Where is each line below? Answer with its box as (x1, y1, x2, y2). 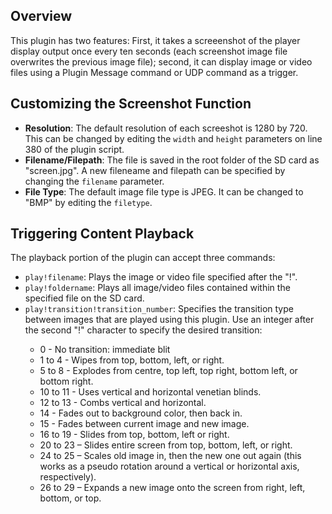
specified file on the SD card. (24, 292, 145, 304)
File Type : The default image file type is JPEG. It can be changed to (24, 185, 304, 198)
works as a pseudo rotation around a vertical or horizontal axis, (39, 460, 300, 473)
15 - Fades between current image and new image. (39, 418, 250, 430)
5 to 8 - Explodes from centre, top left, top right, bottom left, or (39, 365, 298, 377)
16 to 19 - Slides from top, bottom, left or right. (39, 429, 230, 441)
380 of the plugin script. (24, 143, 125, 155)
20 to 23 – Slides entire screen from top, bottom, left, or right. (39, 439, 293, 451)
